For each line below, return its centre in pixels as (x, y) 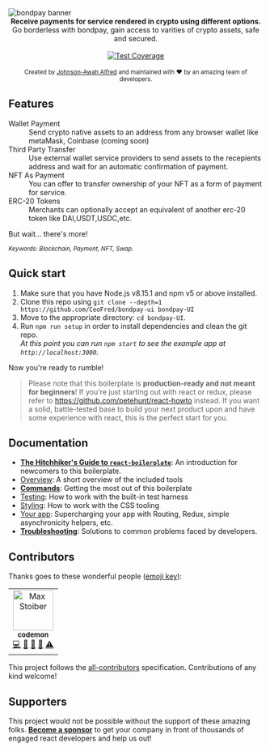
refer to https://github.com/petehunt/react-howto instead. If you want (144, 400)
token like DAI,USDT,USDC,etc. (80, 218)
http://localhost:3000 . (59, 352)
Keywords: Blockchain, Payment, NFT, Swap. (71, 249)
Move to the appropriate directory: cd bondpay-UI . (103, 317)
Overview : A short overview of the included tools (101, 480)
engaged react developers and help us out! (80, 738)
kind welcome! (33, 676)
